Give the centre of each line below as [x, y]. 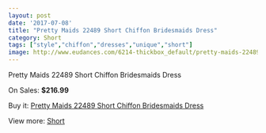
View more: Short [36, 121]
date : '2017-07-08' [40, 23]
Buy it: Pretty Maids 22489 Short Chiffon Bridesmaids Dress [106, 105]
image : [19, 52]
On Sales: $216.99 [39, 90]
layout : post [30, 15]
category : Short [35, 38]
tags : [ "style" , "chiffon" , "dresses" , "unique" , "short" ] [101, 45]
